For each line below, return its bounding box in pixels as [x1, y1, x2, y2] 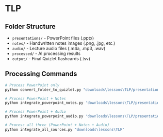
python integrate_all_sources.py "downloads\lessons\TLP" [5, 127, 125, 132]
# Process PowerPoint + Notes [5, 96, 66, 101]
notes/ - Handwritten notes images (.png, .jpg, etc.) [12, 40, 115, 46]
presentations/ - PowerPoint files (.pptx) [12, 35, 94, 41]
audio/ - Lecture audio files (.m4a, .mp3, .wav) [12, 46, 106, 51]
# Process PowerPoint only [5, 83, 60, 87]
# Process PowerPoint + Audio [5, 109, 66, 114]
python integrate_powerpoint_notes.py [5, 101, 83, 105]
